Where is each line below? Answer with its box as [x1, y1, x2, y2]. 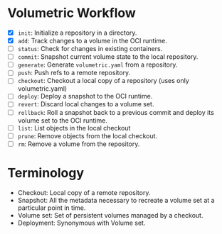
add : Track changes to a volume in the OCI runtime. [17, 37, 167, 45]
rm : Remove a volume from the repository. [17, 140, 140, 148]
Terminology [7, 165, 84, 181]
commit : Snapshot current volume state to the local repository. [17, 52, 199, 61]
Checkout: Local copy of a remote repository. [17, 188, 151, 196]
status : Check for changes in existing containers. [17, 45, 163, 53]
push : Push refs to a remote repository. [17, 69, 131, 77]
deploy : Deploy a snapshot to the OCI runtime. [17, 92, 153, 101]
